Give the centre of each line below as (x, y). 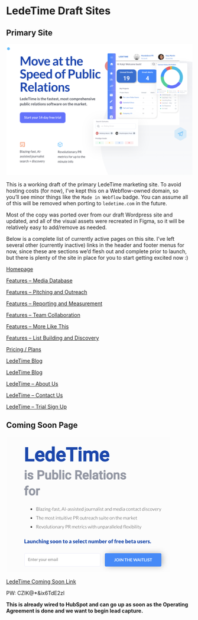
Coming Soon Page (42, 425)
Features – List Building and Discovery (53, 338)
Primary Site (30, 33)
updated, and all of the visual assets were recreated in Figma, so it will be (95, 221)
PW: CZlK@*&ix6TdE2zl (35, 593)
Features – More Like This (38, 326)
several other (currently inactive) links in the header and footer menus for (95, 245)
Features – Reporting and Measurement (54, 303)
